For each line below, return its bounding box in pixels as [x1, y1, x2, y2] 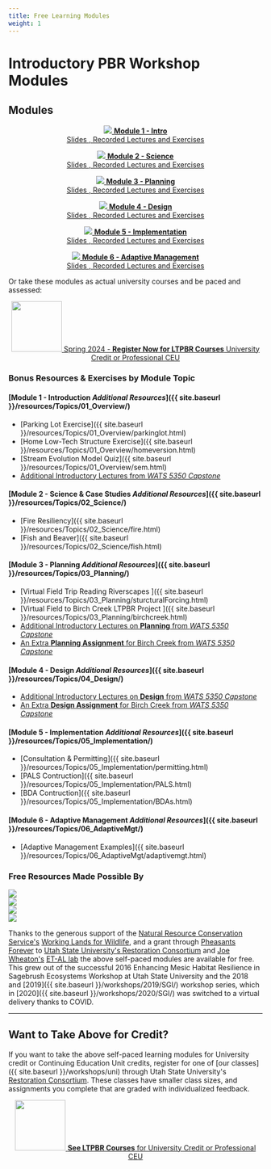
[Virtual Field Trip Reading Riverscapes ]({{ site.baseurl [19, 587, 204, 596]
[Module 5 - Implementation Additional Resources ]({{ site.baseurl [8, 727, 234, 737]
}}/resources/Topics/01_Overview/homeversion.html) [19, 445, 196, 455]
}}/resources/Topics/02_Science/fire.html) [19, 524, 161, 534]
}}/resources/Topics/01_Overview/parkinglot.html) [19, 427, 187, 437]
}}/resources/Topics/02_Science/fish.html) [19, 541, 163, 551]
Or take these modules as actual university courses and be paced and [8, 276, 241, 286]
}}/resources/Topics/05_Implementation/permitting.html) [19, 763, 209, 772]
